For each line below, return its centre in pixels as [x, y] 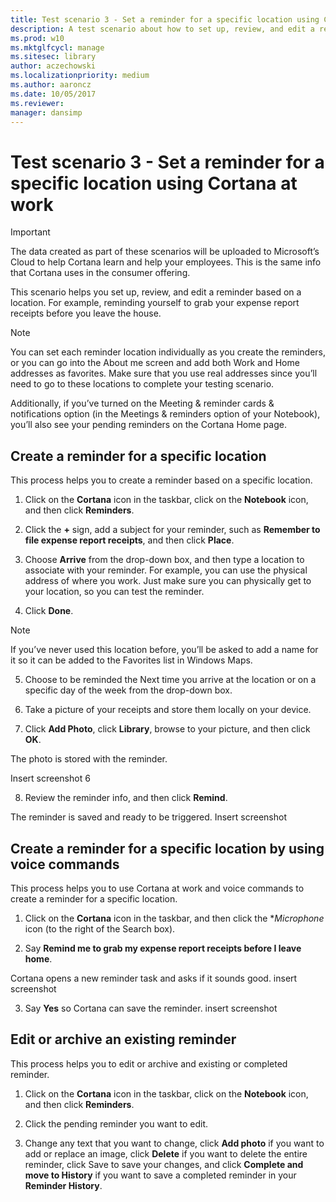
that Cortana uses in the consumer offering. [100, 273]
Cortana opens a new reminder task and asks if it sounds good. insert [154, 978]
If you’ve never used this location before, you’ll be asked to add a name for [164, 650]
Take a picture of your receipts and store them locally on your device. [168, 710]
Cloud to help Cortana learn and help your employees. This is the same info [166, 262]
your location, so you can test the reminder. [114, 592]
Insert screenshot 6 [50, 778]
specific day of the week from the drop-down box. [128, 690]
